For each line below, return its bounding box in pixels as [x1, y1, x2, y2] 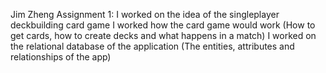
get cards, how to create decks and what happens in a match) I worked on [10, 30, 317, 41]
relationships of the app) [10, 51, 112, 63]
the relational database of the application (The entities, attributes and [10, 40, 295, 52]
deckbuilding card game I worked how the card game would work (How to [10, 19, 316, 31]
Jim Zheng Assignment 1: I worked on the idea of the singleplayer [10, 9, 280, 20]
